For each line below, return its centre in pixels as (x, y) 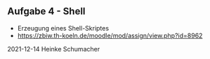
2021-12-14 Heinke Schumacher (54, 49)
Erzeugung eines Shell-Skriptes (63, 28)
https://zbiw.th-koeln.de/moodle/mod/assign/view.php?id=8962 (110, 35)
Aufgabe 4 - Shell (46, 11)
